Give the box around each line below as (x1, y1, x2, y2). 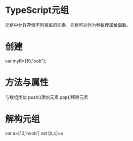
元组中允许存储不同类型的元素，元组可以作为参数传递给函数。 (5, 22, 131, 28)
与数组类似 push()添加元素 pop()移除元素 (5, 94, 89, 100)
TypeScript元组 (5, 4, 69, 16)
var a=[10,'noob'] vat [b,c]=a (5, 130, 63, 136)
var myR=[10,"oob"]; (5, 58, 46, 64)
